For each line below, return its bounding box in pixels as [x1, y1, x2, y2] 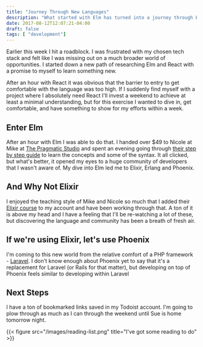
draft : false [6, 25, 39, 32]
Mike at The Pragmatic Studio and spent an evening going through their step [6, 145, 196, 152]
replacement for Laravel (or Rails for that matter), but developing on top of [6, 263, 190, 271]
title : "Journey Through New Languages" [6, 8, 110, 15]
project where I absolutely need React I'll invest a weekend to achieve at [6, 92, 186, 99]
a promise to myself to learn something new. [6, 67, 117, 74]
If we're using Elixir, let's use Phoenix [6, 234, 150, 245]
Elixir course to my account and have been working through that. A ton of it [6, 204, 193, 211]
